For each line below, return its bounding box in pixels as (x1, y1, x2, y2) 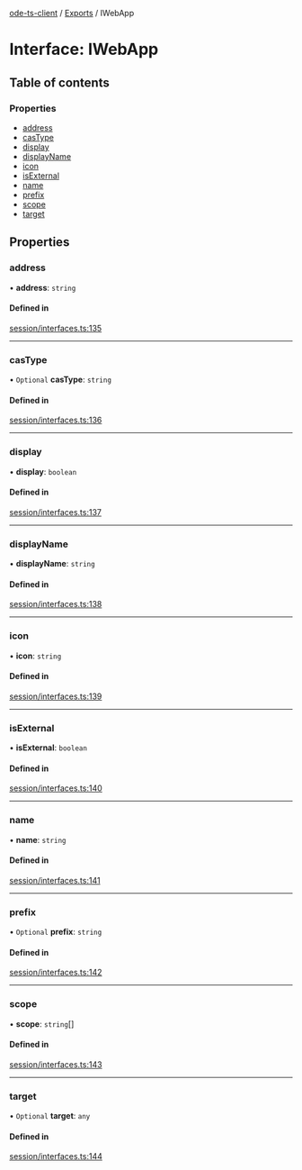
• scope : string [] (9, 1018, 75, 1029)
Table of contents (9, 75, 110, 90)
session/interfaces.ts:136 (9, 414, 102, 426)
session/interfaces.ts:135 (9, 322, 102, 333)
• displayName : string (9, 558, 96, 569)
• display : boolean (9, 466, 77, 476)
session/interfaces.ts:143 (9, 1058, 102, 1070)
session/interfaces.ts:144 (9, 1151, 103, 1162)
